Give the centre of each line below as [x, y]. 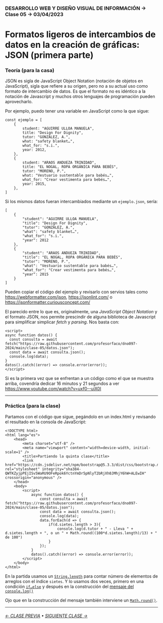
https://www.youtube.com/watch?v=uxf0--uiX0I [53, 389]
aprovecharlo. [19, 102]
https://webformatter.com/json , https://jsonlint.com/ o [59, 297]
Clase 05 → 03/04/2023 [34, 14]
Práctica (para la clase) [33, 406]
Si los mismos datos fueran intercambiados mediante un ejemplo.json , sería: [81, 202]
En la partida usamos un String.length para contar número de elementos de [81, 576]
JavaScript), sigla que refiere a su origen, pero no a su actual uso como [76, 86]
